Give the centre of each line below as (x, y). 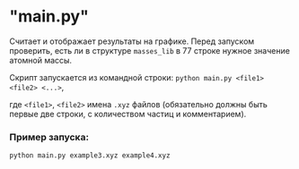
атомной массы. (41, 60)
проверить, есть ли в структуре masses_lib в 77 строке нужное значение (149, 50)
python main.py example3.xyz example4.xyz (90, 156)
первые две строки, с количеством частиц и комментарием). (128, 114)
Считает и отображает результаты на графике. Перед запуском (132, 41)
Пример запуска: (49, 137)
